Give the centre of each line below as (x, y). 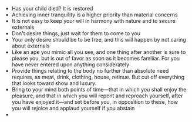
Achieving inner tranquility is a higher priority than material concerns (95, 15)
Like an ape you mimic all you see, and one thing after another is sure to (99, 52)
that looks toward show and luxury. (54, 83)
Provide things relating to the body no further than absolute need (90, 71)
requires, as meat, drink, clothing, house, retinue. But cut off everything (98, 77)
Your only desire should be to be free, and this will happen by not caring (99, 40)
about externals (31, 46)
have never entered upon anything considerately (70, 65)
